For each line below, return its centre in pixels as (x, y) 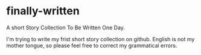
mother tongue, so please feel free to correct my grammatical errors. (92, 45)
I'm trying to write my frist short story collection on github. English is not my (101, 39)
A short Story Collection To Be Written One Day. (66, 27)
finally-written (43, 11)
